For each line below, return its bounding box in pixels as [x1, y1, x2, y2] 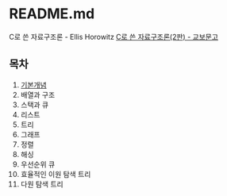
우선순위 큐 [20, 159, 56, 169]
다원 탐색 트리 [20, 179, 63, 189]
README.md [9, 5, 95, 23]
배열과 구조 [20, 90, 56, 99]
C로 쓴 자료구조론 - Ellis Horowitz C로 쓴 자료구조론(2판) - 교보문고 [9, 32, 219, 41]
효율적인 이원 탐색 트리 [20, 169, 91, 179]
